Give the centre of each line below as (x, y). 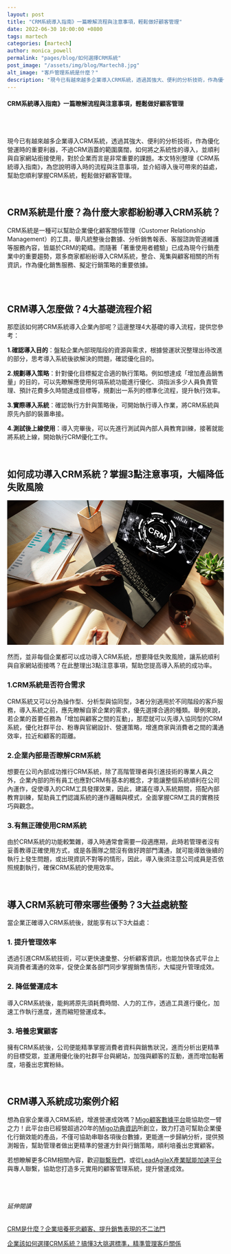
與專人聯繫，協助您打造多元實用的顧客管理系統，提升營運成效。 (97, 1168)
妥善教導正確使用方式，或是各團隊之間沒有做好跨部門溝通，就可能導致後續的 (115, 851)
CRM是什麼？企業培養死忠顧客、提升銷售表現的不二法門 (86, 1229)
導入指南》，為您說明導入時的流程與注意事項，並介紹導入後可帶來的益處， (117, 167)
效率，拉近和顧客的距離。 (43, 736)
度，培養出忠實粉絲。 (37, 1064)
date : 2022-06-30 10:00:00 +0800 (55, 29)
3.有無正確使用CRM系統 (47, 825)
